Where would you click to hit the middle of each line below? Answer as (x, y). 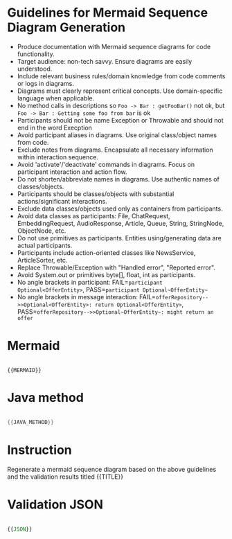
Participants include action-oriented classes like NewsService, (106, 253)
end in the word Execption (54, 127)
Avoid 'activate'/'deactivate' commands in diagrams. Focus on (106, 164)
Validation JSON (55, 504)
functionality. (36, 54)
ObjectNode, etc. (42, 231)
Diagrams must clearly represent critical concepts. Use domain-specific (120, 91)
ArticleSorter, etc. (42, 260)
